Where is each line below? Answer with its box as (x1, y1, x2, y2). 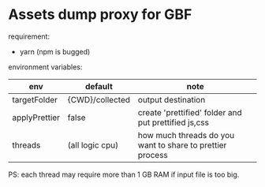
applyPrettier (12, 112, 61, 123)
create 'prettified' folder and (137, 107, 242, 118)
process (137, 149, 168, 160)
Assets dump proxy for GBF (8, 6, 192, 24)
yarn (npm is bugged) (19, 47, 91, 56)
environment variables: (8, 62, 83, 72)
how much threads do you (137, 129, 235, 140)
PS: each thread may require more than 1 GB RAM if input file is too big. (8, 170, 240, 179)
